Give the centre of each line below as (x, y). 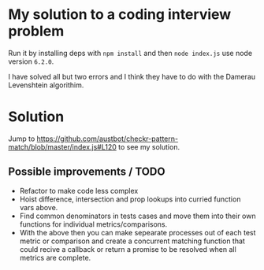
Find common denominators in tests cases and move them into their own (138, 216)
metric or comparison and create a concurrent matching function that (132, 241)
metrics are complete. (55, 257)
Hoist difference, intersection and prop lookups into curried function (130, 199)
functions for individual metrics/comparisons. (93, 224)
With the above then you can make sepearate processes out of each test (138, 232)
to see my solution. (149, 146)
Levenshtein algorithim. (46, 85)
